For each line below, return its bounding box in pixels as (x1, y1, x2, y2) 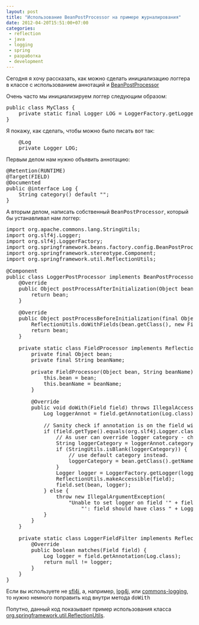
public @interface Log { (6, 185, 78, 192)
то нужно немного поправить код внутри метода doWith (6, 594, 150, 601)
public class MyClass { (6, 104, 75, 111)
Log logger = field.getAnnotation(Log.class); (43, 553, 182, 559)
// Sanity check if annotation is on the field (43, 422, 185, 428)
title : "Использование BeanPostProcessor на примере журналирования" (6, 14, 182, 20)
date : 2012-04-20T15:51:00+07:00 (6, 20, 89, 26)
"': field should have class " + (81, 505, 178, 512)
